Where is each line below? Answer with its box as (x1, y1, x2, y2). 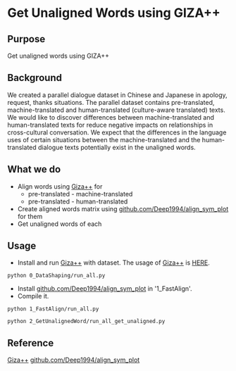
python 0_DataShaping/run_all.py (7, 272, 106, 279)
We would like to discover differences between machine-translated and (7, 113, 215, 121)
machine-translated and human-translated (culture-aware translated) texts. (7, 106, 225, 114)
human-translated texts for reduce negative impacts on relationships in (7, 120, 213, 129)
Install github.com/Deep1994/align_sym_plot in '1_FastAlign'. (17, 284, 192, 293)
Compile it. (17, 292, 49, 301)
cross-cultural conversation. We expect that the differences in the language (7, 128, 227, 137)
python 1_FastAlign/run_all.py (7, 306, 99, 313)
